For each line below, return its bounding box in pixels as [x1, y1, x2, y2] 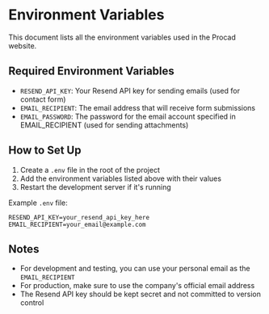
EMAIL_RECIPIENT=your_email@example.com [8, 220, 147, 228]
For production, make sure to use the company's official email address [19, 281, 255, 291]
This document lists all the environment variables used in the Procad [8, 32, 236, 42]
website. [8, 40, 37, 50]
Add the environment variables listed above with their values [19, 174, 222, 183]
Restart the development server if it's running [19, 182, 171, 191]
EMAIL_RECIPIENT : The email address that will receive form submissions [19, 103, 256, 112]
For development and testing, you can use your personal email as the [19, 264, 250, 274]
